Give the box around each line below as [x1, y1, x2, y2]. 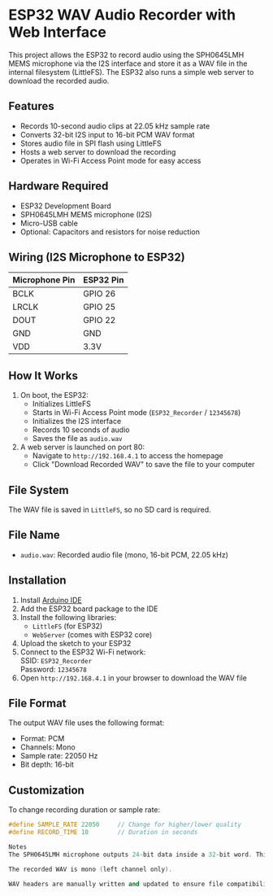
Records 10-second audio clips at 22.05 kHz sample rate [19, 120, 210, 131]
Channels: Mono [19, 742, 76, 752]
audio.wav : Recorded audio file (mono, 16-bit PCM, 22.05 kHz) [19, 549, 229, 559]
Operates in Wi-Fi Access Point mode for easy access [19, 155, 201, 165]
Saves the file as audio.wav [32, 434, 123, 444]
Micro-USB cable [19, 218, 79, 228]
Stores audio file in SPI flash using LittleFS [19, 138, 162, 148]
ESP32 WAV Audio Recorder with [8, 6, 236, 24]
